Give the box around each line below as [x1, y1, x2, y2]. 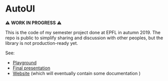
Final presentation [12, 65, 51, 71]
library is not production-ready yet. [5, 40, 78, 46]
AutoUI [5, 3, 35, 15]
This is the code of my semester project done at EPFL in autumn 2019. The [5, 29, 161, 35]
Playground [12, 59, 37, 65]
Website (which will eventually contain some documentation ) [12, 70, 141, 76]
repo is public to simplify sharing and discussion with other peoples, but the [5, 35, 163, 41]
